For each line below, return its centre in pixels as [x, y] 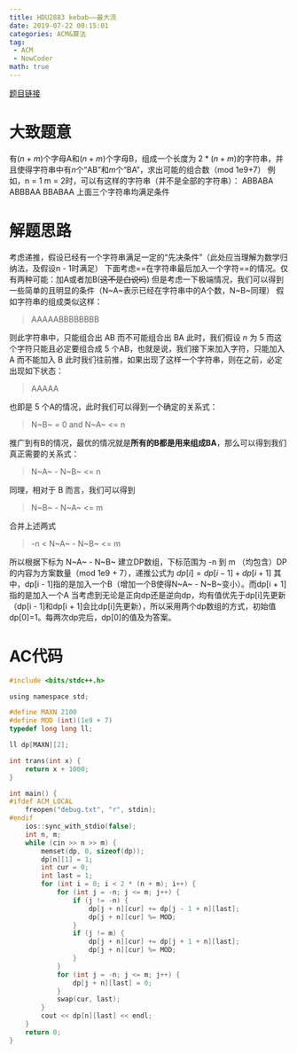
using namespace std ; [49, 697]
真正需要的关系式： [44, 454]
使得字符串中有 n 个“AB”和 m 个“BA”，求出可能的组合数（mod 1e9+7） [141, 169]
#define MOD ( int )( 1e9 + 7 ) [61, 721]
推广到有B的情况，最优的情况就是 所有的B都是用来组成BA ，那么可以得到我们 [148, 442]
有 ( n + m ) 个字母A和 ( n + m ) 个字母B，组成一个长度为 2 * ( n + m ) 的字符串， [143, 158]
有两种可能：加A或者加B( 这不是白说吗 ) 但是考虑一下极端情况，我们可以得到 [146, 279]
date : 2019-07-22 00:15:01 [59, 26]
